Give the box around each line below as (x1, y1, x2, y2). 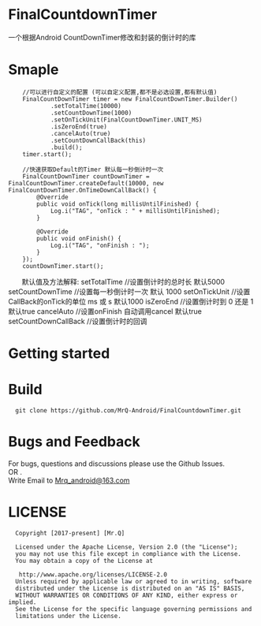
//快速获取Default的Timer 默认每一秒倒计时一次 (22, 166, 164, 173)
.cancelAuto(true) (50, 129, 111, 137)
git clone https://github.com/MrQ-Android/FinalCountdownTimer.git (15, 407, 242, 415)
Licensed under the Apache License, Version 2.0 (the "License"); (15, 542, 238, 551)
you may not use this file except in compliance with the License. (15, 550, 242, 557)
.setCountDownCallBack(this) (50, 136, 147, 144)
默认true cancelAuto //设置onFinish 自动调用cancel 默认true (8, 306, 203, 316)
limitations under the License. (15, 612, 122, 620)
